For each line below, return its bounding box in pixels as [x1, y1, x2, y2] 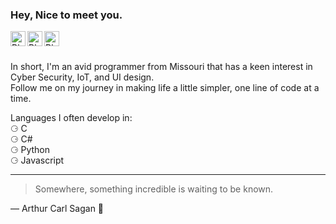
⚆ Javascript [10, 154, 65, 167]
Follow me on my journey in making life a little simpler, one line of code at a [10, 82, 320, 94]
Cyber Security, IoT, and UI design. [10, 71, 155, 83]
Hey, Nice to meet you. [10, 8, 123, 22]
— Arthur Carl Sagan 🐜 [10, 203, 105, 215]
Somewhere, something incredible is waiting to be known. [34, 183, 274, 195]
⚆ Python [10, 144, 51, 156]
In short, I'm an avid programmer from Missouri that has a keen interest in [10, 61, 313, 73]
